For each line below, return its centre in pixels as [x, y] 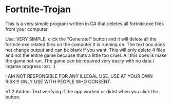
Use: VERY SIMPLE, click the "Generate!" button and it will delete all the [81, 39]
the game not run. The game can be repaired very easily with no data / [80, 60]
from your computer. [27, 29]
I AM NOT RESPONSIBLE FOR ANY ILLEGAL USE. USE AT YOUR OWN [79, 76]
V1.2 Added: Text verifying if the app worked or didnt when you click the [82, 91]
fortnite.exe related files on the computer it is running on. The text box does [85, 44]
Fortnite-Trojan [38, 9]
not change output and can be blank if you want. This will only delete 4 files [85, 50]
